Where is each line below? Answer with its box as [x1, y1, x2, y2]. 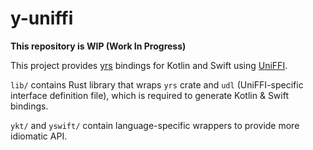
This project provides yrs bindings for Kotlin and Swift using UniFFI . [10, 59, 288, 71]
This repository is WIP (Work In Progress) [10, 40, 187, 52]
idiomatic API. [10, 130, 68, 142]
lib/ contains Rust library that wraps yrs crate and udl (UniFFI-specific [10, 78, 304, 91]
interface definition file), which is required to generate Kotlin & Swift [10, 89, 289, 101]
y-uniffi [10, 7, 74, 30]
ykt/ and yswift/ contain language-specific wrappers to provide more [10, 119, 300, 131]
